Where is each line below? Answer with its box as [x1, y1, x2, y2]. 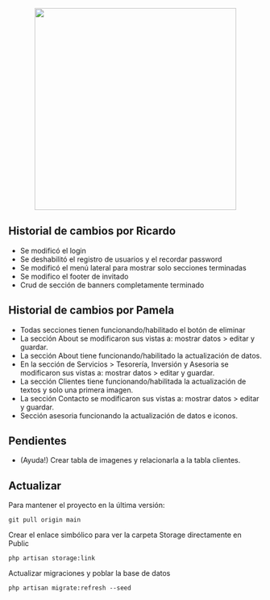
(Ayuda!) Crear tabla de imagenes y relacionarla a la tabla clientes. [19, 455, 241, 465]
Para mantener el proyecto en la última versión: [8, 501, 165, 510]
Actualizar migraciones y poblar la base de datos [8, 569, 171, 578]
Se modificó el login [19, 245, 86, 255]
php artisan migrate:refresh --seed [8, 584, 131, 593]
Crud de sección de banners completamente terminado [19, 279, 205, 290]
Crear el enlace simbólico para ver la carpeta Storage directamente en [8, 530, 242, 540]
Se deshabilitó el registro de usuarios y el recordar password [19, 254, 222, 264]
